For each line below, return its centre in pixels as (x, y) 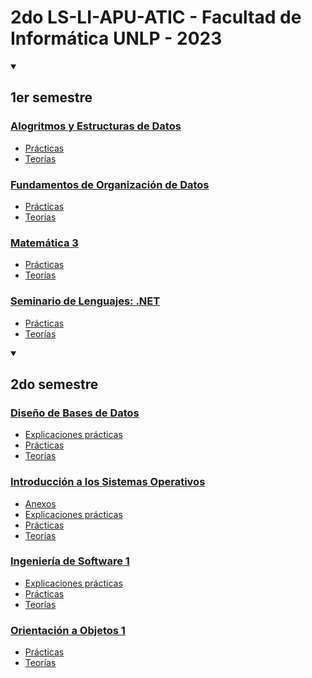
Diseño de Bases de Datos (75, 413)
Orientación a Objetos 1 (68, 630)
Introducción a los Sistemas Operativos (108, 482)
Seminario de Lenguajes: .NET (85, 301)
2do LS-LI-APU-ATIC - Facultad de (156, 17)
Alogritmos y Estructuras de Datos (96, 126)
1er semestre (51, 97)
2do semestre (54, 384)
